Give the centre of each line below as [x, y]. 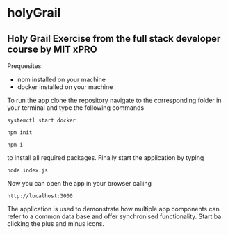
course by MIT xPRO [52, 49]
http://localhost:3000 [40, 196]
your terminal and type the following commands [76, 108]
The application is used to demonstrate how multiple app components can [114, 209]
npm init [20, 133]
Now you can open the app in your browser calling [79, 183]
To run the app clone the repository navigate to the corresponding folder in [114, 100]
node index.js [28, 170]
